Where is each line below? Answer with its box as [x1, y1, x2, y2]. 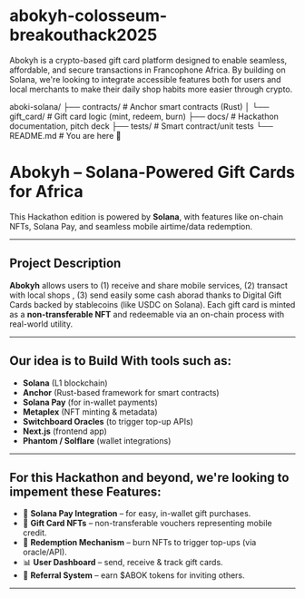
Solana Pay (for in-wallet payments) [22, 397, 159, 407]
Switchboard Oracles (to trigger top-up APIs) [22, 416, 193, 426]
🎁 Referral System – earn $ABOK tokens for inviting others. [22, 570, 245, 581]
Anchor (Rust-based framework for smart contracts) [22, 387, 220, 397]
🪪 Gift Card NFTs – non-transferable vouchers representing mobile [22, 518, 272, 529]
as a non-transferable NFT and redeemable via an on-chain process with [9, 309, 285, 319]
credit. [22, 527, 47, 538]
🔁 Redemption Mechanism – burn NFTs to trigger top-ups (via [22, 537, 257, 548]
